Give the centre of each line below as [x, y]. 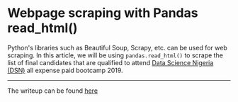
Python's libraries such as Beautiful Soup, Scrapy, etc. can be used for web [118, 47]
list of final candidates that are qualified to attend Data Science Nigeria [110, 62]
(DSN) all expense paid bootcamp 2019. [65, 70]
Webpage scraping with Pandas [103, 13]
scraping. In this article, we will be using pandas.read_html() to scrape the [115, 55]
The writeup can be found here [52, 91]
